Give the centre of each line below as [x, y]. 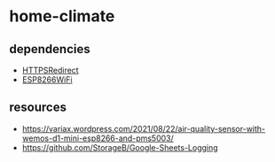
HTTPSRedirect [50, 70]
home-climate [62, 16]
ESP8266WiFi [47, 80]
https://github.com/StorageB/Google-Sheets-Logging [120, 147]
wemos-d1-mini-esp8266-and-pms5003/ [98, 138]
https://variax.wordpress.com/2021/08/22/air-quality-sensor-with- [144, 128]
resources [38, 108]
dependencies [50, 49]
